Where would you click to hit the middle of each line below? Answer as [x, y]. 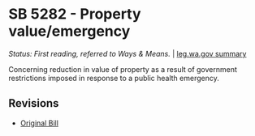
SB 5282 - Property [75, 14]
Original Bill [39, 123]
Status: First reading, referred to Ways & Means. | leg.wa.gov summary [127, 53]
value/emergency [69, 31]
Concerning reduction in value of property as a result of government [123, 69]
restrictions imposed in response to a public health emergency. [114, 78]
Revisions [34, 103]
